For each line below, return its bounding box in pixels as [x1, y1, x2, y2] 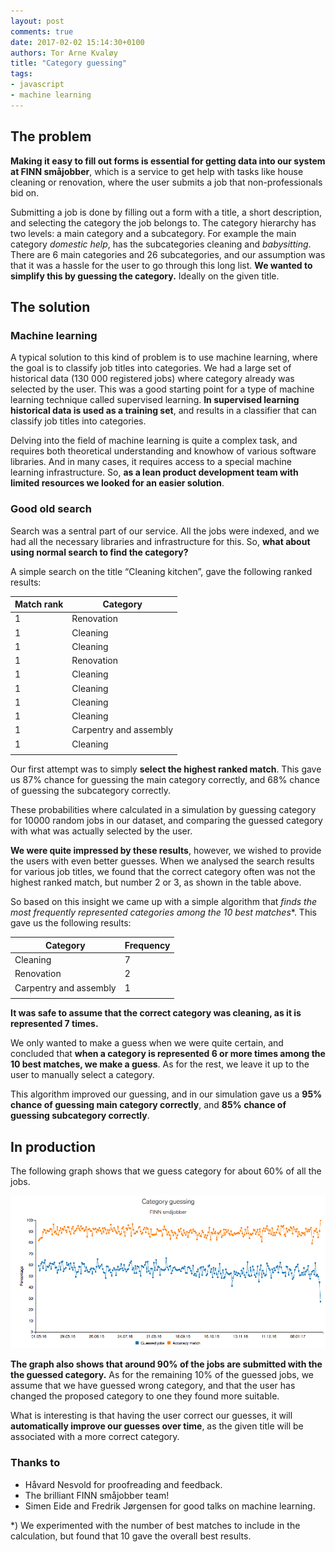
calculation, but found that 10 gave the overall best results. [10, 1530, 252, 1542]
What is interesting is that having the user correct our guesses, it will [10, 1410, 293, 1422]
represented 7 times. [10, 1018, 99, 1030]
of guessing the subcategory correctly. [10, 785, 171, 797]
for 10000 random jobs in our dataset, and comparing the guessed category [10, 815, 323, 827]
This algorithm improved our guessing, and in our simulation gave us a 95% [10, 1088, 323, 1100]
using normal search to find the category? [10, 546, 189, 558]
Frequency [124, 939, 171, 951]
